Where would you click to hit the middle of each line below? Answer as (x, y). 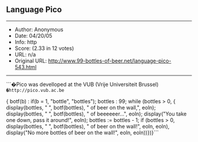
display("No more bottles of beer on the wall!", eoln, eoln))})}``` (82, 133)
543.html (26, 67)
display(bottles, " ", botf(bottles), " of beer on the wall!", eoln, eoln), (88, 126)
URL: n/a (25, 54)
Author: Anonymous (39, 29)
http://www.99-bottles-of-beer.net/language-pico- (110, 61)
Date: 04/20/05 (33, 35)
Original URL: (31, 61)
